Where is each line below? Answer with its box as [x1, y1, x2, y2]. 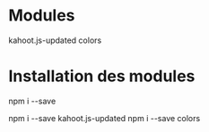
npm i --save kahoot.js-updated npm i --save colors [8, 112, 201, 123]
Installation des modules [8, 66, 196, 87]
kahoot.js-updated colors [8, 35, 102, 45]
